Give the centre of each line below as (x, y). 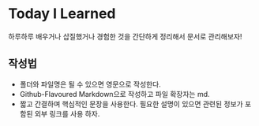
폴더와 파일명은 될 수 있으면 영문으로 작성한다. (90, 84)
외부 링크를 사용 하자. (67, 113)
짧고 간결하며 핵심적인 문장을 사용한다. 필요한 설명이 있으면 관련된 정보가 (131, 104)
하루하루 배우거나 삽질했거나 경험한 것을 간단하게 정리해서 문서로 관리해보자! (125, 36)
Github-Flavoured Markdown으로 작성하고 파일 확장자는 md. (115, 94)
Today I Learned (62, 14)
